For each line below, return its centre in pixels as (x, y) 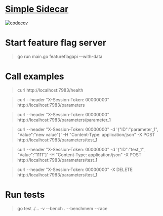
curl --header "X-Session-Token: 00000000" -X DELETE (75, 170)
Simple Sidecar (37, 9)
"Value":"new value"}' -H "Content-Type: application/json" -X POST (86, 134)
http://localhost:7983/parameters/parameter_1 (64, 120)
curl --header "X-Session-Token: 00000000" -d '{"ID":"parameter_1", (88, 129)
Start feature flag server (56, 43)
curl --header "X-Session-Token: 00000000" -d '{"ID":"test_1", (81, 149)
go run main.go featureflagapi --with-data (60, 56)
